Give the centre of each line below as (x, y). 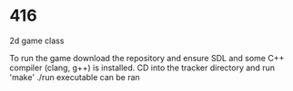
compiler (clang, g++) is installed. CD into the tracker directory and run (142, 68)
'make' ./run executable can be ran (75, 77)
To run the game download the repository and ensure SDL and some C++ (147, 58)
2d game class (37, 41)
